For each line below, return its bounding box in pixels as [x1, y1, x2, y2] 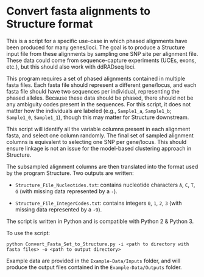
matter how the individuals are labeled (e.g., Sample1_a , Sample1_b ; [6, 107, 172, 114]
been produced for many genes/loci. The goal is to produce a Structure [6, 44, 185, 51]
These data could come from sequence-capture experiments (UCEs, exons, [6, 56, 197, 64]
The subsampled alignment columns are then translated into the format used [6, 163, 199, 170]
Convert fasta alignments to [6, 4, 151, 18]
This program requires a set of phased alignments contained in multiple [6, 75, 186, 82]
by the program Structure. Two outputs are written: [6, 169, 134, 177]
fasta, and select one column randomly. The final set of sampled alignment [6, 132, 194, 139]
